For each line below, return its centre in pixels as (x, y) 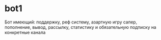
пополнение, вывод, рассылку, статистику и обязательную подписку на (80, 27)
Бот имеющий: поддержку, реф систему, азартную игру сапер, (71, 22)
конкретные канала (25, 32)
